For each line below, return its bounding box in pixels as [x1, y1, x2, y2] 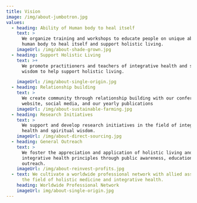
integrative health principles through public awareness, [21, 155, 167, 161]
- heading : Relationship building [11, 84, 96, 91]
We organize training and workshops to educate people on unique [21, 36, 185, 42]
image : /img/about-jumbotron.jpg [6, 14, 88, 20]
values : [6, 19, 25, 25]
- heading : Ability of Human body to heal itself [11, 25, 135, 31]
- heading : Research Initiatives [11, 112, 93, 118]
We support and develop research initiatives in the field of [21, 122, 177, 129]
